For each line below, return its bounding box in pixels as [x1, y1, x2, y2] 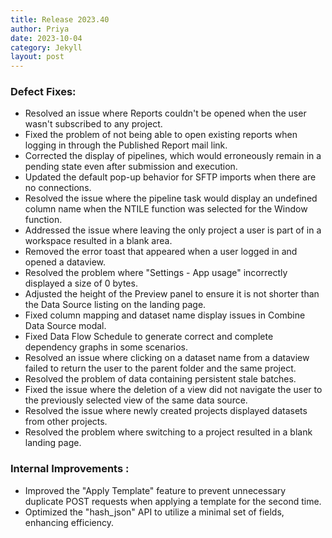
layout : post [10, 52, 65, 62]
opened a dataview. [24, 256, 107, 268]
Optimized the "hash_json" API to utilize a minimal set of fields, [24, 506, 285, 518]
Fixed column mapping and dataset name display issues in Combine [24, 309, 306, 321]
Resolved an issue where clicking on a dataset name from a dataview [24, 352, 310, 364]
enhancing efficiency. [24, 516, 115, 528]
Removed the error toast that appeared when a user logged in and [24, 246, 298, 258]
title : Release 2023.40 [10, 14, 110, 25]
